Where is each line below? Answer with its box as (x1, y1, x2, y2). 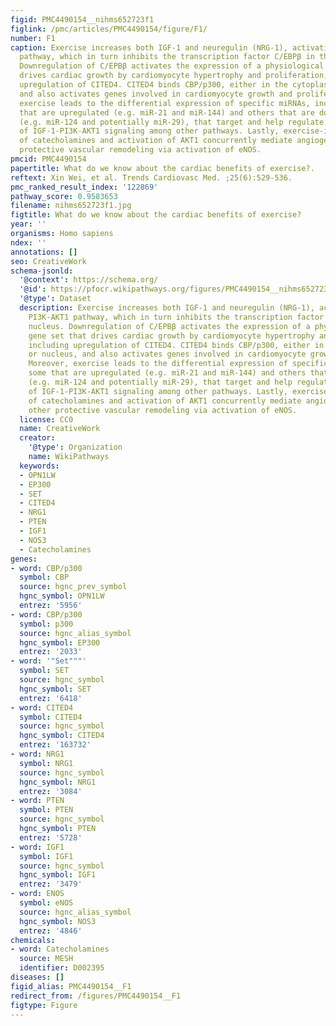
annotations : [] (10, 247, 78, 257)
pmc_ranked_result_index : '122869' (10, 182, 159, 192)
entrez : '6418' (19, 693, 83, 703)
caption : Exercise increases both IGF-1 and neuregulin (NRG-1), (10, 42, 288, 53)
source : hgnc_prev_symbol (19, 582, 128, 592)
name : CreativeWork (19, 424, 101, 434)
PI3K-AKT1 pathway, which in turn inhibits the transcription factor (28, 312, 325, 322)
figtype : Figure (10, 1000, 78, 1010)
